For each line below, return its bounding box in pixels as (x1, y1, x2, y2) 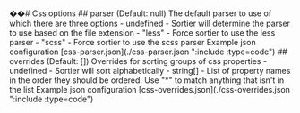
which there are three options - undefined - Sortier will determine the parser (9, 18, 291, 28)
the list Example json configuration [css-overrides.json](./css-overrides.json (9, 85, 291, 94)
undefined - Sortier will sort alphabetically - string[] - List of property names (9, 66, 291, 76)
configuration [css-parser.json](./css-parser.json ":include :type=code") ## (9, 46, 288, 57)
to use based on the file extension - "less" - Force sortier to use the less (9, 28, 276, 38)
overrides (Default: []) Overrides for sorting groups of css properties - (9, 56, 267, 66)
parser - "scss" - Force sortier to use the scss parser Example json (9, 37, 257, 47)
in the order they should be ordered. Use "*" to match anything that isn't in (9, 75, 285, 85)
